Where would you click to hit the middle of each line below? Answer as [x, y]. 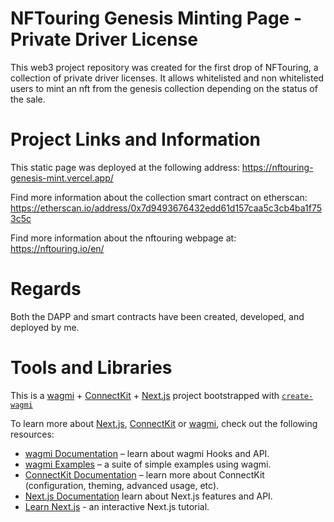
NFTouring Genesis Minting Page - [156, 18]
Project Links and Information [135, 139]
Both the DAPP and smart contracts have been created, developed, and [157, 316]
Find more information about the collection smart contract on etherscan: [159, 197]
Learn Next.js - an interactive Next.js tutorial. [117, 506]
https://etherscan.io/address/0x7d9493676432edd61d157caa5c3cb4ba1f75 [166, 208]
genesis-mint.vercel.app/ [62, 178]
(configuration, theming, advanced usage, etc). [122, 485]
